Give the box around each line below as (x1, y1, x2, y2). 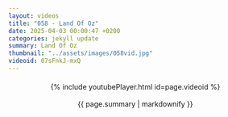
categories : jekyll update (8, 34, 99, 43)
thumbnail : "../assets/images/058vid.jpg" (8, 49, 153, 57)
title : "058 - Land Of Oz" (8, 19, 99, 27)
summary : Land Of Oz (8, 42, 78, 50)
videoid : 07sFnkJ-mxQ (8, 57, 81, 65)
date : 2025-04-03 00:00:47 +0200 (8, 27, 121, 35)
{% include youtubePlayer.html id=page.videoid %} (50, 81, 221, 91)
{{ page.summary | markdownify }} (77, 98, 193, 109)
